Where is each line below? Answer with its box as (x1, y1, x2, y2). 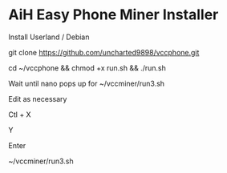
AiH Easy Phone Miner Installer (8, 6, 219, 24)
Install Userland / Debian (8, 32, 90, 42)
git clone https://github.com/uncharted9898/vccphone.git (8, 47, 200, 57)
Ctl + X (8, 110, 31, 119)
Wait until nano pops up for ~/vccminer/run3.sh (8, 78, 165, 88)
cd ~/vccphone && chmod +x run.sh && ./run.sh (8, 62, 166, 73)
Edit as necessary (8, 94, 67, 103)
